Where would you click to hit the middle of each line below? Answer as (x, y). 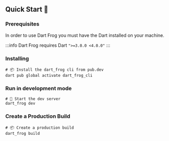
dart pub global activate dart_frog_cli (49, 75)
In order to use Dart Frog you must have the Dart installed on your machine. (85, 35)
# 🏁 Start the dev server (33, 99)
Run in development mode (39, 88)
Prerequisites (22, 24)
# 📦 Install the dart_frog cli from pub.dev (55, 70)
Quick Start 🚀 (27, 9)
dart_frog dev (20, 104)
